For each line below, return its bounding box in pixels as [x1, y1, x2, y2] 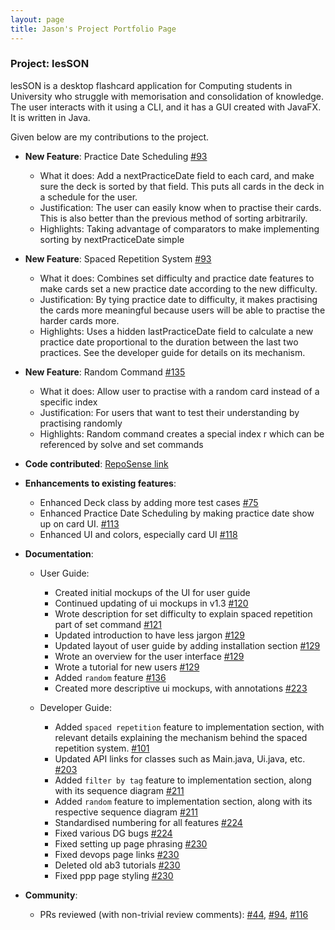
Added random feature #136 [54, 671, 167, 683]
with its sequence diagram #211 [54, 784, 185, 796]
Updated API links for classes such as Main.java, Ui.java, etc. [54, 752, 306, 765]
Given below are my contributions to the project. [10, 131, 210, 143]
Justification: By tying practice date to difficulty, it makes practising [39, 293, 318, 305]
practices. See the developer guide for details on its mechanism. [39, 346, 306, 358]
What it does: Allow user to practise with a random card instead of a [39, 385, 320, 397]
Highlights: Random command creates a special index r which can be [39, 427, 325, 440]
